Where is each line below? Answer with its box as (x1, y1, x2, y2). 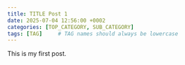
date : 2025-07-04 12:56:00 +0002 (7, 17, 106, 24)
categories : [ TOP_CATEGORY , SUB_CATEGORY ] (7, 23, 134, 30)
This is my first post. (7, 49, 67, 58)
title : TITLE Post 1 (7, 10, 68, 18)
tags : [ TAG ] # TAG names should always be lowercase (7, 30, 179, 37)
